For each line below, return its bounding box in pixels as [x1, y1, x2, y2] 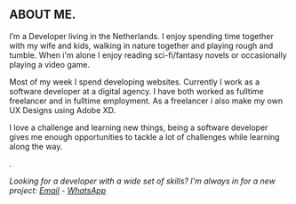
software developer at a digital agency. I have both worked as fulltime [9, 86, 264, 96]
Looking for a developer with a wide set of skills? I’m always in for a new [9, 175, 276, 186]
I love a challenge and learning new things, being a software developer [9, 122, 268, 133]
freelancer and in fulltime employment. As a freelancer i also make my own [9, 95, 283, 106]
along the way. [9, 141, 63, 151]
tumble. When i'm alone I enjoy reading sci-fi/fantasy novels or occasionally [9, 49, 287, 61]
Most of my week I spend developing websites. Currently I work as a [9, 76, 260, 87]
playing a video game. [9, 59, 91, 69]
